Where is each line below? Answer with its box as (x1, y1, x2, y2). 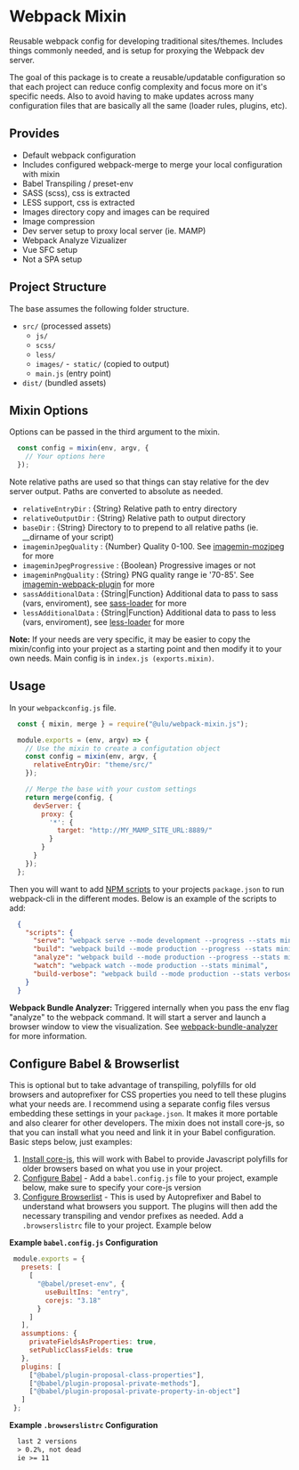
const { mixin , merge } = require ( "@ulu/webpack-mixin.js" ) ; (17, 719, 249, 728)
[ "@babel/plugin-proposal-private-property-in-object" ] (28, 1387, 241, 1396)
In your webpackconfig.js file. (9, 702, 117, 713)
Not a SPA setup (21, 254, 83, 264)
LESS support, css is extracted (21, 197, 135, 207)
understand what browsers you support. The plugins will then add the (21, 1201, 278, 1212)
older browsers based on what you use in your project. (21, 1164, 223, 1174)
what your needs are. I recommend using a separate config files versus (9, 1099, 271, 1109)
